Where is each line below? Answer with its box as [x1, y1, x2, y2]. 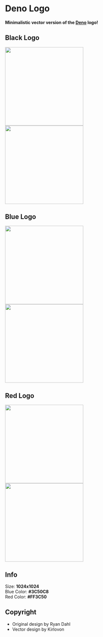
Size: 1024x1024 [5, 584, 40, 589]
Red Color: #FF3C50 [5, 594, 47, 600]
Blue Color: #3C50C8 [5, 589, 49, 595]
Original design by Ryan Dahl [12, 621, 71, 627]
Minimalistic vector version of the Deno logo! [5, 19, 99, 25]
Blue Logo [5, 212, 37, 221]
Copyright [5, 608, 37, 616]
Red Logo [5, 391, 35, 400]
